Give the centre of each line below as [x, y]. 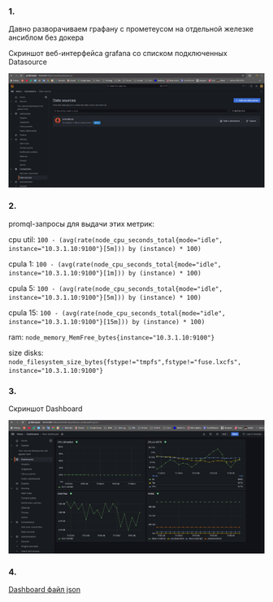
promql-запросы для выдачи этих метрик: [81, 223]
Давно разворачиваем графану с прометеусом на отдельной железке [131, 29]
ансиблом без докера [46, 37]
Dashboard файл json [45, 589]
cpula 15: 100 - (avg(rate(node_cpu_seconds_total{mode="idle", [117, 312]
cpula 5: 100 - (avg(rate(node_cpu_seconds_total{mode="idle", [116, 288]
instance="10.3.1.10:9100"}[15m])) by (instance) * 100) [107, 322]
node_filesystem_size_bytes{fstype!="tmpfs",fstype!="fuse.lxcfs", [125, 362]
